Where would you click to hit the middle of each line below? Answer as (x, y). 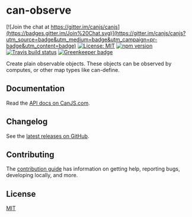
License (21, 194)
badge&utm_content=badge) (41, 46)
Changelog (27, 122)
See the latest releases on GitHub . (48, 136)
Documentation (36, 89)
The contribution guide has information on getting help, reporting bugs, (93, 169)
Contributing (30, 154)
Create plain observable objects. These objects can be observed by (89, 64)
